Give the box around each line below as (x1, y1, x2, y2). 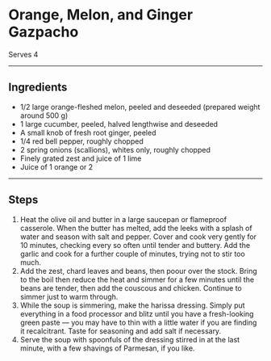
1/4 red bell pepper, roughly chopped (19, 136, 144, 146)
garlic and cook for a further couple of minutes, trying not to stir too (19, 249, 246, 258)
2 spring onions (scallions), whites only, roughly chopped (19, 145, 211, 154)
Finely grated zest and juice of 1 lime (19, 153, 142, 163)
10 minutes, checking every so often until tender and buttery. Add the (19, 240, 251, 250)
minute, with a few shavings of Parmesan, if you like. (19, 343, 195, 353)
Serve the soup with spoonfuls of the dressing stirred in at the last (19, 334, 240, 344)
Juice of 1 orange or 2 (19, 162, 94, 171)
